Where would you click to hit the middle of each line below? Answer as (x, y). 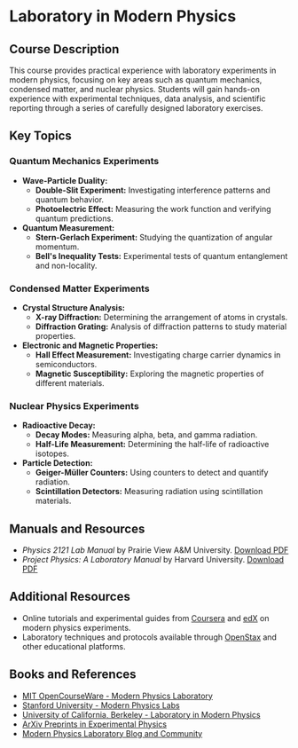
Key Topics (41, 136)
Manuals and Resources (77, 528)
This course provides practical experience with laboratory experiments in (143, 70)
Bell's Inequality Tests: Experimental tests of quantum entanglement (161, 256)
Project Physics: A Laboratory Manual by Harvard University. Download (153, 560)
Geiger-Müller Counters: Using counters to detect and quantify (152, 473)
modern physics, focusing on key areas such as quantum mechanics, (136, 80)
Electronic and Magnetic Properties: (90, 345)
